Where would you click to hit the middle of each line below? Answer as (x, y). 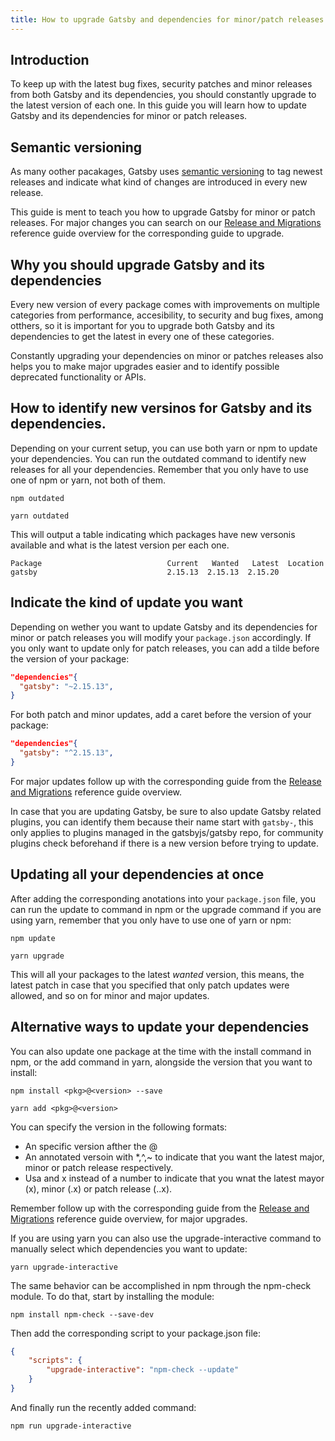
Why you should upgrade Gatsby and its (137, 264)
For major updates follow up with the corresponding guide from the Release (166, 781)
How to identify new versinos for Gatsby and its (161, 408)
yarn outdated (40, 516)
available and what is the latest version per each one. (120, 545)
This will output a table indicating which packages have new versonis (153, 534)
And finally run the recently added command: (103, 1407)
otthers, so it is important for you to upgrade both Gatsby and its (142, 326)
